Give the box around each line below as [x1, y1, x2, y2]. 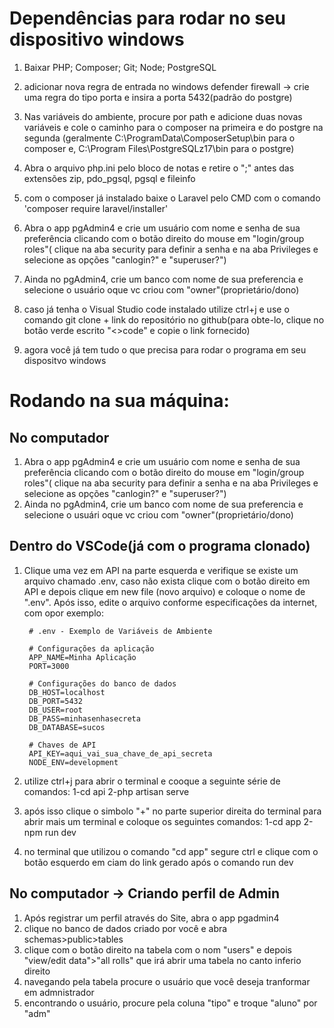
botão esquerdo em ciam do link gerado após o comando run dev [23, 856, 294, 868]
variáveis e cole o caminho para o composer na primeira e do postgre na [23, 121, 324, 133]
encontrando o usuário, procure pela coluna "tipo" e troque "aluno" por [23, 997, 318, 1009]
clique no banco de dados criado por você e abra [23, 922, 228, 934]
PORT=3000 [28, 661, 70, 671]
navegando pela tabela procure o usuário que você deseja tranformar [23, 975, 311, 987]
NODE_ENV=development [28, 757, 119, 767]
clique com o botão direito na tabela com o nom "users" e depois [23, 943, 292, 956]
